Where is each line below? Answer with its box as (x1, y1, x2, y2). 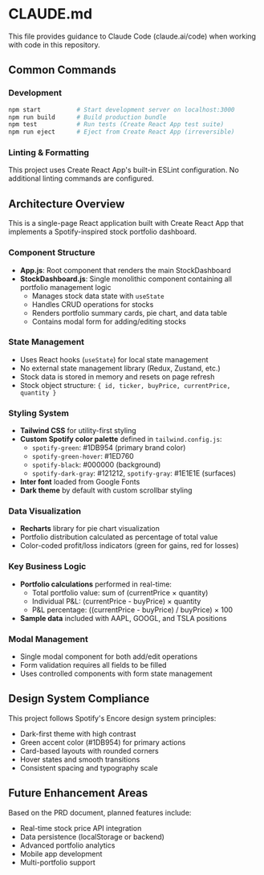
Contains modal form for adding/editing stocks (31, 317, 187, 326)
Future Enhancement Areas (8, 787, 148, 800)
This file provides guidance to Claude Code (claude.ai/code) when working (8, 31, 257, 41)
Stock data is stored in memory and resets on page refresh (19, 371, 215, 382)
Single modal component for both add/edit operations (19, 652, 198, 661)
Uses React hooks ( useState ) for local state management (19, 354, 209, 364)
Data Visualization (8, 505, 82, 517)
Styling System (8, 407, 70, 419)
